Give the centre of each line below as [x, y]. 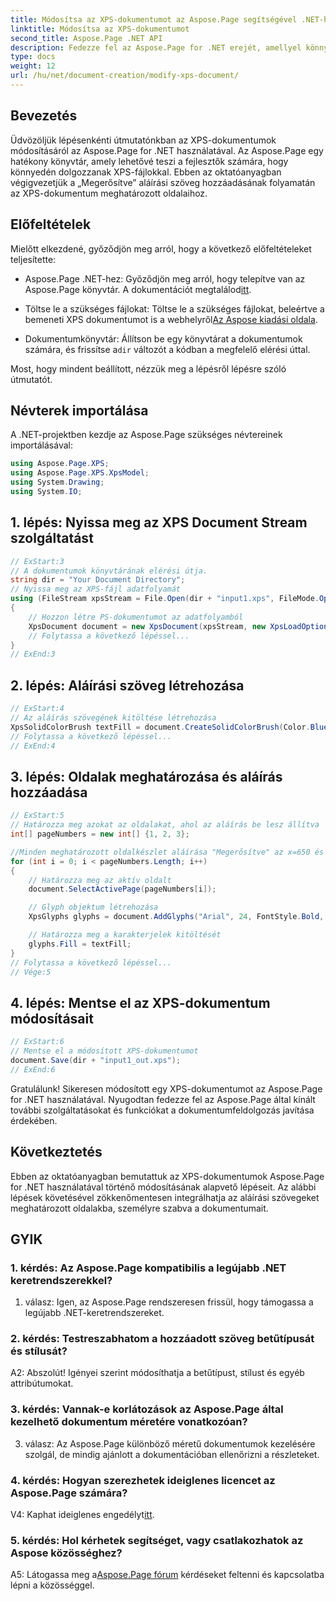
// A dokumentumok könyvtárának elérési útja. [109, 571]
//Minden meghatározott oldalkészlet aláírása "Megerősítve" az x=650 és [167, 852]
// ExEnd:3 [33, 654]
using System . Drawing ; [57, 482]
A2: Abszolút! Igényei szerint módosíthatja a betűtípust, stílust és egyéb [157, 1373]
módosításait [52, 1018]
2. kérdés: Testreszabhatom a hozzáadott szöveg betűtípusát [162, 1339]
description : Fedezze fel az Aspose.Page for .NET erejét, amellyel [156, 47]
